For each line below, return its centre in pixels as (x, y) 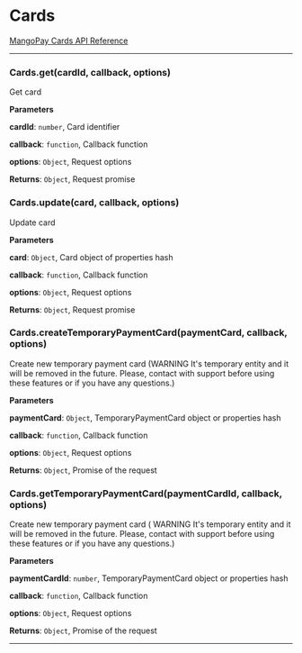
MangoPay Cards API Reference (69, 41)
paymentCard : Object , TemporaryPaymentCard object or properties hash (145, 417)
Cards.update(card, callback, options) (94, 203)
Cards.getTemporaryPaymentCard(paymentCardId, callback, (146, 494)
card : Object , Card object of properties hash (91, 257)
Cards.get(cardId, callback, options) (90, 72)
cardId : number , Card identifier (65, 127)
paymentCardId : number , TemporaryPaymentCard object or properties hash (149, 578)
